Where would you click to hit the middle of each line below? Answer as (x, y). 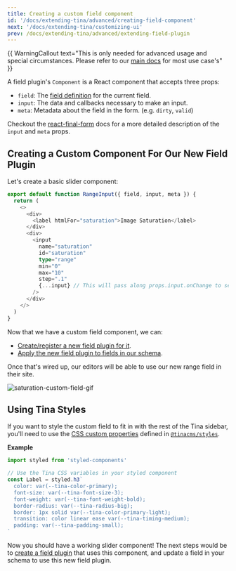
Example (20, 447)
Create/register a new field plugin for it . (74, 346)
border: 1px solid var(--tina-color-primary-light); (92, 512)
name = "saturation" (65, 247)
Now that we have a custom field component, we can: (85, 332)
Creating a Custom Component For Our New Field (118, 153)
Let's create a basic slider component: (63, 182)
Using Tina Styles (47, 409)
